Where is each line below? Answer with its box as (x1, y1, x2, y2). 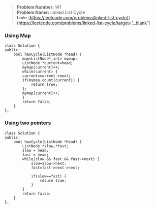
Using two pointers (4, 119, 51, 126)
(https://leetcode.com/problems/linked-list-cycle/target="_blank (16, 20, 147, 26)
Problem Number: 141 (16, 4, 62, 10)
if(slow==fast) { (31, 174, 67, 179)
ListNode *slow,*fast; (22, 143, 69, 148)
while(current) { (22, 69, 58, 74)
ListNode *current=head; (22, 61, 73, 66)
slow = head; (22, 148, 49, 153)
